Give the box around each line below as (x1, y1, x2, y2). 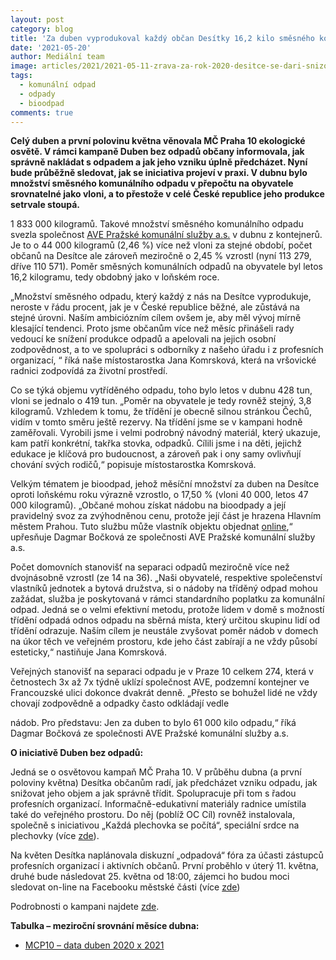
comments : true (10, 107, 74, 118)
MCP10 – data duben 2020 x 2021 (24, 939, 165, 951)
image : (10, 61, 38, 71)
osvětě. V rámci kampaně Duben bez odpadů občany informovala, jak (10, 146, 305, 158)
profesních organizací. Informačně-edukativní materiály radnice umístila (10, 798, 307, 810)
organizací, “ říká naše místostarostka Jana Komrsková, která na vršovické (10, 354, 317, 366)
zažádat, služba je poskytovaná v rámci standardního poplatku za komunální (10, 593, 325, 605)
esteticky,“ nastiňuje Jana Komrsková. (10, 646, 168, 658)
